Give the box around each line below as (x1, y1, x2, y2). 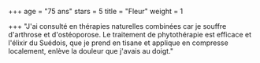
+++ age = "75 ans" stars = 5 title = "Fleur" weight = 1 (8, 7, 184, 16)
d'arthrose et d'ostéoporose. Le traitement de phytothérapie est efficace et (8, 30, 252, 39)
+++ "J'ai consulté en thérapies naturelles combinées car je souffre (8, 22, 227, 30)
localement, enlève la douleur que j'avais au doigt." (8, 47, 174, 55)
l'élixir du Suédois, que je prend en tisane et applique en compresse (8, 38, 228, 47)
